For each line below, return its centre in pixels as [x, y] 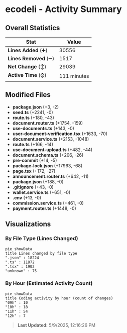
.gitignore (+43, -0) [33, 187]
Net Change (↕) [27, 67]
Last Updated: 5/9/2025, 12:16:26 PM [56, 325]
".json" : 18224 [22, 258]
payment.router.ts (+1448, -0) [44, 208]
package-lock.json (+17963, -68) [47, 165]
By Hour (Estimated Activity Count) [49, 283]
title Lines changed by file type [41, 253]
